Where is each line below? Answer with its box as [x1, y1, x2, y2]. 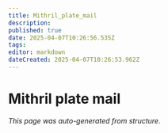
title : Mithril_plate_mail [8, 11, 97, 20]
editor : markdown [8, 48, 66, 56]
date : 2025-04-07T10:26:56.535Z [8, 33, 115, 42]
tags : [8, 41, 26, 49]
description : [8, 19, 52, 27]
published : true [8, 26, 62, 34]
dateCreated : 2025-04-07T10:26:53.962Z [8, 56, 140, 64]
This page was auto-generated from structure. [8, 116, 161, 125]
